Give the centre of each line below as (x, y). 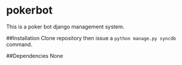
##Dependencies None (35, 56)
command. (19, 44)
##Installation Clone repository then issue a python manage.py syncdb (91, 38)
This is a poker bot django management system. (65, 27)
